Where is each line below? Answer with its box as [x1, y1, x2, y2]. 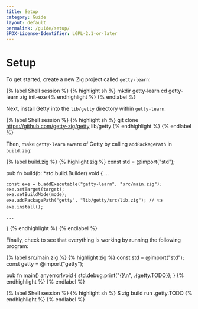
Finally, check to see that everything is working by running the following [6, 236, 181, 243]
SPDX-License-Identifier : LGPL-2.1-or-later [6, 31, 118, 37]
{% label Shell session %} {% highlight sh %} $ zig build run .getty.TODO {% [6, 289, 193, 297]
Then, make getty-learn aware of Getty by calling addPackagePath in [6, 140, 173, 148]
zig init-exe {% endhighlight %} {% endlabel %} [20, 94, 136, 101]
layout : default [6, 20, 46, 25]
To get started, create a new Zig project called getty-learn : [6, 76, 151, 83]
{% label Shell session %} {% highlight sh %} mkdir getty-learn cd [6, 87, 167, 95]
